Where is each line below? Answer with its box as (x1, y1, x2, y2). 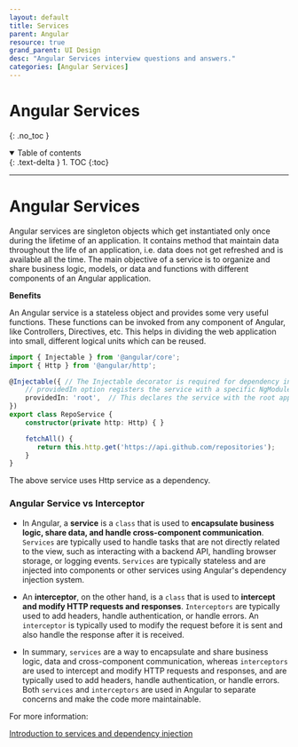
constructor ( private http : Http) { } (25, 418, 165, 427)
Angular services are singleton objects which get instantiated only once (9, 226, 271, 236)
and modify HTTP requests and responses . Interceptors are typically (21, 600, 281, 611)
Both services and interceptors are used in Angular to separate (21, 684, 256, 695)
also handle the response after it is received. (21, 629, 184, 640)
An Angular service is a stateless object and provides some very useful (9, 307, 269, 318)
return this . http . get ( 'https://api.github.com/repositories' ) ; (36, 442, 276, 451)
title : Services (9, 21, 69, 30)
